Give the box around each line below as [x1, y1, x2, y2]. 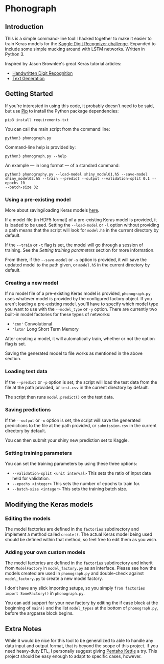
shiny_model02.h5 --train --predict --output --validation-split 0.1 [5, 176, 150, 181]
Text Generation [12, 76, 45, 81]
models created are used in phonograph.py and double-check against [5, 571, 144, 577]
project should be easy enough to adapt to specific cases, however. [5, 653, 142, 659]
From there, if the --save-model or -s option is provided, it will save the [5, 257, 147, 263]
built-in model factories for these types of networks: [5, 312, 111, 318]
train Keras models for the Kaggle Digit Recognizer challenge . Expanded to [5, 41, 156, 47]
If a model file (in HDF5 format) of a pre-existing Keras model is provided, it [5, 217, 157, 223]
